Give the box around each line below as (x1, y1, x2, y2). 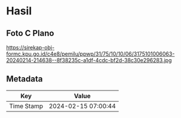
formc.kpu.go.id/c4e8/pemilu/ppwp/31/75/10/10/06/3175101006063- (6, 50, 175, 58)
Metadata (6, 74, 43, 84)
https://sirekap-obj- (6, 44, 55, 51)
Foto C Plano (6, 28, 54, 38)
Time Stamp (9, 102, 44, 110)
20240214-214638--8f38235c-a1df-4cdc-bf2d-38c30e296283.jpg (6, 57, 172, 63)
